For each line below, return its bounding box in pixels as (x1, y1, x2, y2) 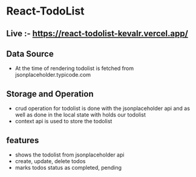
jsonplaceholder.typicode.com (15, 71, 91, 79)
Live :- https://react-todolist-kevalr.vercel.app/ (6, 28, 189, 39)
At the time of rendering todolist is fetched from (15, 65, 134, 72)
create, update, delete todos (15, 158, 86, 165)
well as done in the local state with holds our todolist (15, 111, 146, 118)
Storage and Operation (6, 89, 94, 99)
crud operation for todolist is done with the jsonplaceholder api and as (15, 105, 191, 112)
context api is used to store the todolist (15, 118, 113, 125)
